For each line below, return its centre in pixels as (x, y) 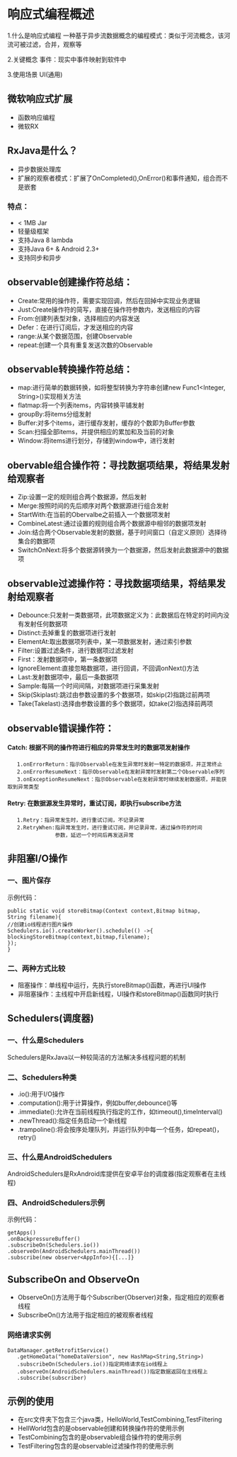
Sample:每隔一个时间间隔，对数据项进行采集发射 (88, 686)
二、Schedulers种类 (42, 1077)
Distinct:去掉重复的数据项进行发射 (67, 633)
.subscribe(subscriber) (52, 1378)
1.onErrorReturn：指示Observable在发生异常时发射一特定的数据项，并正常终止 (120, 764)
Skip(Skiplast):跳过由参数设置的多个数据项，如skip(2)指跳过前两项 (114, 695)
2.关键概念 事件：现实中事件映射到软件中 (67, 59)
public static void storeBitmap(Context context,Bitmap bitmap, (104, 911)
